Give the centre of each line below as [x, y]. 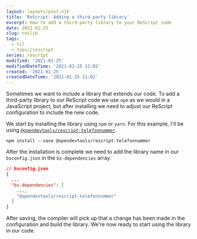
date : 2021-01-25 [27, 28]
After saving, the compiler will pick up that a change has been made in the [96, 218]
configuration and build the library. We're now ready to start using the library [98, 224]
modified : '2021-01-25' [35, 60]
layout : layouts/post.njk [38, 11]
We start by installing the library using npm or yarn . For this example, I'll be [95, 124]
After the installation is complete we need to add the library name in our [92, 152]
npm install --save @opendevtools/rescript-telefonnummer [78, 141]
